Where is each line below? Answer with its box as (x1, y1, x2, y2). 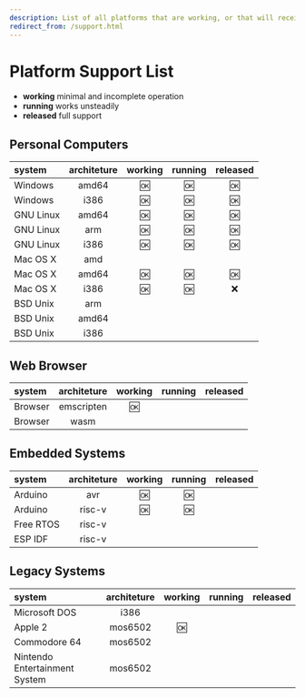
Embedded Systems (9, 446, 125, 461)
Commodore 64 (14, 635, 82, 648)
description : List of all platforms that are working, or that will (9, 13, 274, 23)
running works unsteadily (22, 101, 120, 112)
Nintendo (14, 650, 54, 663)
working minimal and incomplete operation (22, 91, 184, 102)
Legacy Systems (9, 563, 106, 579)
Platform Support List (9, 61, 174, 82)
